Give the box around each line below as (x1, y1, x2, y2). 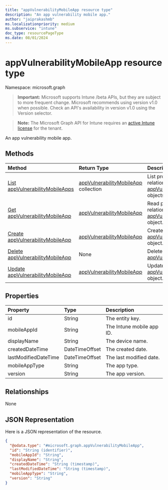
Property (7, 307, 29, 314)
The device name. (105, 338, 148, 345)
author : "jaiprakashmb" (5, 17, 55, 22)
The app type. (105, 362, 139, 369)
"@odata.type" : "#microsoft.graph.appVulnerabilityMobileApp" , (9, 443, 144, 448)
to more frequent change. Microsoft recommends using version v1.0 (17, 99, 157, 106)
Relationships (5, 387, 49, 396)
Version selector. (17, 110, 52, 116)
